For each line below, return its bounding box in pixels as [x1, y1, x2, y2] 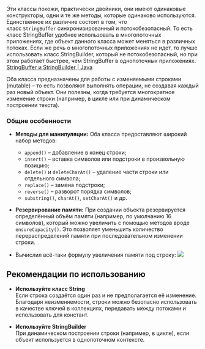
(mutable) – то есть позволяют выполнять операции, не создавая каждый [6, 82, 199, 89]
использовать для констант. [15, 311, 89, 318]
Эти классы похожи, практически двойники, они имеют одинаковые [6, 6, 186, 12]
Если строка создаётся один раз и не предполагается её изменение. [15, 292, 197, 299]
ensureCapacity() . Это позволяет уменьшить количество [15, 226, 163, 233]
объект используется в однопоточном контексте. [15, 336, 145, 343]
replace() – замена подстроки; [24, 182, 105, 189]
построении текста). [6, 101, 60, 109]
